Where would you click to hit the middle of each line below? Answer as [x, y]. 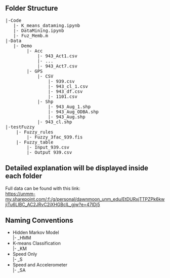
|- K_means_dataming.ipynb [47, 25]
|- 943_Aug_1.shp [69, 107]
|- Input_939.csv [48, 147]
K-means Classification [37, 244]
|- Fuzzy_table [35, 142]
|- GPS [35, 71]
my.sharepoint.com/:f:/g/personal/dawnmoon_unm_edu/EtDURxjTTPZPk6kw [85, 199]
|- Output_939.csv [49, 152]
